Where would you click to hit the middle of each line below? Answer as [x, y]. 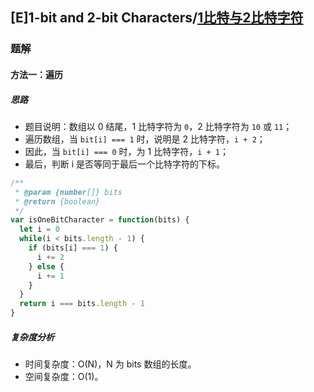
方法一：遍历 [36, 74]
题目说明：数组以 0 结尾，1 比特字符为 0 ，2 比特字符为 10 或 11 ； [158, 126]
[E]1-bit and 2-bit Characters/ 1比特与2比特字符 [157, 18]
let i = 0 [39, 229]
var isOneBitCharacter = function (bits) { [100, 220]
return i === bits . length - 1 [82, 304]
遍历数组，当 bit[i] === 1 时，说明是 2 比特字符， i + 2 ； [145, 139]
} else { [46, 266]
